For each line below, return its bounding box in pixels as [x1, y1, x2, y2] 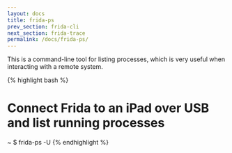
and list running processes [7, 115, 165, 131]
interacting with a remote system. [7, 63, 103, 71]
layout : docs [7, 10, 45, 17]
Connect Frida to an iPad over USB [7, 100, 210, 116]
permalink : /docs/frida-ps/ [7, 36, 89, 43]
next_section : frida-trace [7, 29, 86, 37]
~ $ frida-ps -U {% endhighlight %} [7, 138, 109, 147]
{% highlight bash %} [7, 76, 69, 84]
